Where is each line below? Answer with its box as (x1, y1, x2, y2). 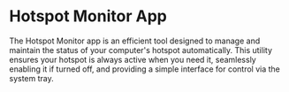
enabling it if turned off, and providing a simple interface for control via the (9, 64, 280, 74)
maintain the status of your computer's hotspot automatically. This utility (9, 44, 272, 55)
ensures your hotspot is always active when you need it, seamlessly (9, 54, 256, 65)
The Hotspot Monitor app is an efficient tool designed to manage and (9, 35, 261, 46)
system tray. (9, 73, 55, 83)
